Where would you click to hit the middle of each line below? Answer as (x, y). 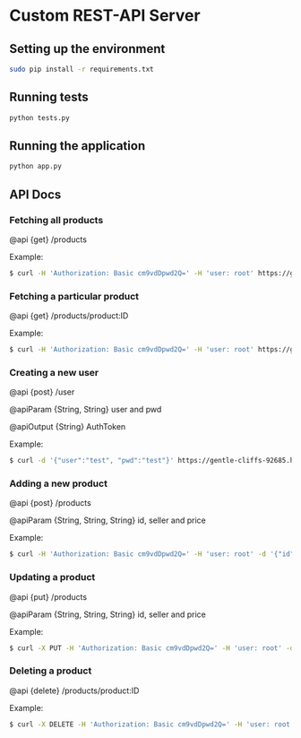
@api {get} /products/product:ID (69, 316)
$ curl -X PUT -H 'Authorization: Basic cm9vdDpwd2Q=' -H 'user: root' (146, 648)
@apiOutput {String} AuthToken (68, 427)
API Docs (35, 194)
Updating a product (52, 577)
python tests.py (39, 117)
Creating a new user (54, 372)
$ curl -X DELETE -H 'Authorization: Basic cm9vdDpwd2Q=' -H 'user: (140, 724)
